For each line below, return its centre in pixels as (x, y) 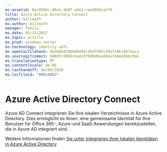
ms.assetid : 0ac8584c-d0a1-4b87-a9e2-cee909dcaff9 (59, 10)
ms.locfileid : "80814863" (32, 75)
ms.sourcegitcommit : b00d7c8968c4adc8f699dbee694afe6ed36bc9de (72, 56)
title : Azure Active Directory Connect (47, 14)
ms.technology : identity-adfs (37, 47)
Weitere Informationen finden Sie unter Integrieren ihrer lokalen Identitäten (82, 139)
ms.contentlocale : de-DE (31, 65)
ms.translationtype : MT (30, 61)
